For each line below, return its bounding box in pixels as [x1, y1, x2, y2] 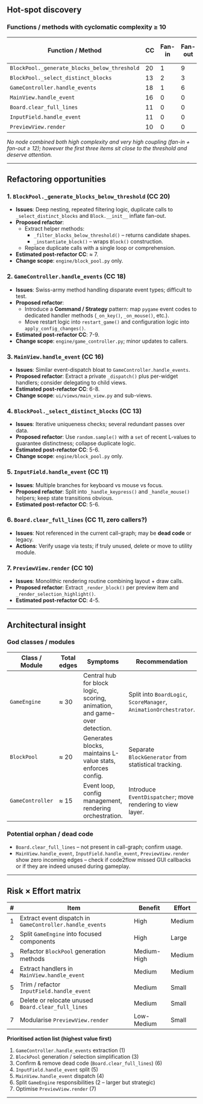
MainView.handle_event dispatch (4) [15, 1072, 104, 1079]
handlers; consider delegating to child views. [15, 378, 127, 386]
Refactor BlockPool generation [19, 947, 106, 956]
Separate [128, 745, 155, 753]
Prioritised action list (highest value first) [7, 1035, 112, 1042]
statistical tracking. [128, 760, 183, 768]
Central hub [83, 671, 117, 680]
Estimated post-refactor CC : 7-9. [15, 331, 100, 338]
